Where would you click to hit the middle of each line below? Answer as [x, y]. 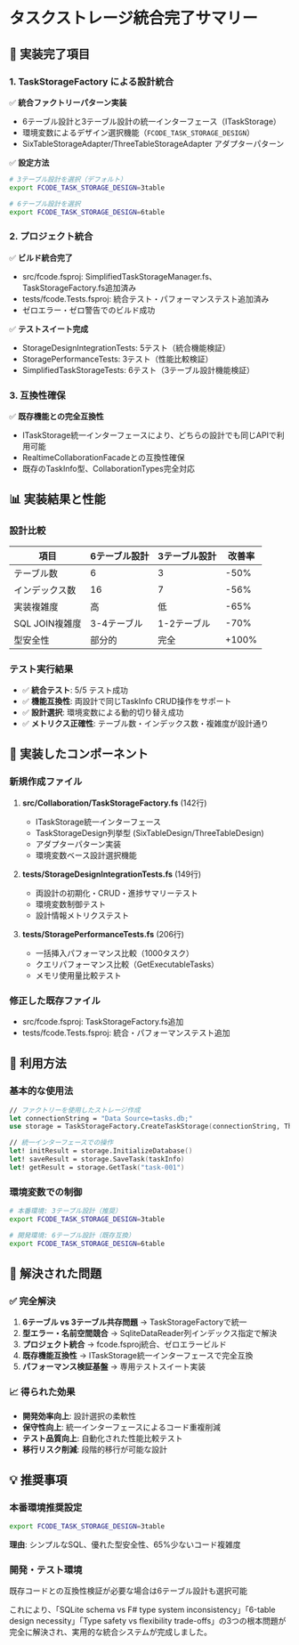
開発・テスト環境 [46, 1570]
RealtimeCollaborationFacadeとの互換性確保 [103, 457]
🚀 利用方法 [38, 1063]
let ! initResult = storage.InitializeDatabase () [101, 1151]
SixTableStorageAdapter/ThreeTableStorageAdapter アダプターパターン [153, 143]
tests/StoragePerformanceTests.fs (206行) [103, 934]
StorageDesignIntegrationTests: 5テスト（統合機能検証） [126, 347]
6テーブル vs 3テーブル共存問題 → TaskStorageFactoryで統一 [134, 1322]
